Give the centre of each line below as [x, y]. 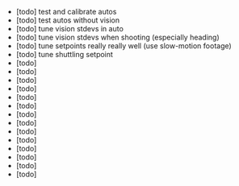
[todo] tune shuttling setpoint [64, 54]
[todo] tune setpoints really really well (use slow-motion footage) [124, 46]
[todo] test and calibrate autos [66, 12]
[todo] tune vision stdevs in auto [69, 29]
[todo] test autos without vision [68, 20]
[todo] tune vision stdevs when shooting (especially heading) [117, 37]
